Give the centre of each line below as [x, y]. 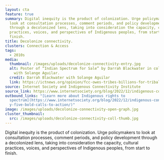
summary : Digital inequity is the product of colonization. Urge [73, 19]
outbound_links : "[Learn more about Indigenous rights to [65, 96]
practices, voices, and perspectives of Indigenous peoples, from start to [78, 148]
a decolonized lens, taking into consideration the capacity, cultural [72, 142]
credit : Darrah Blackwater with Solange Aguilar [60, 78]
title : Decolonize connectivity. [39, 41]
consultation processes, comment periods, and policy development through [81, 138]
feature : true [20, 14]
